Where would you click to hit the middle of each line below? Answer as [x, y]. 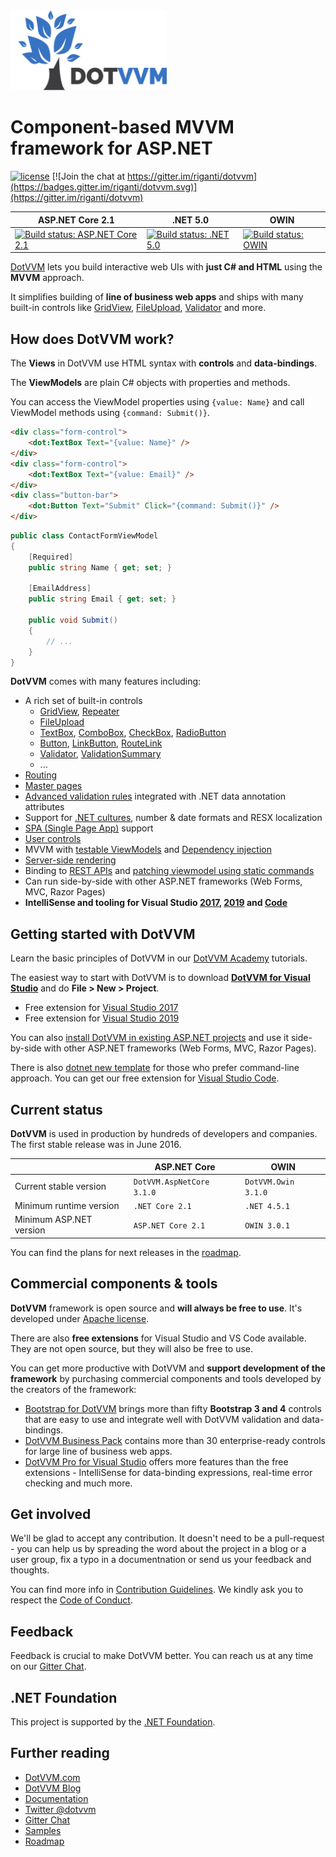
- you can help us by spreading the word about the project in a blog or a [158, 1549]
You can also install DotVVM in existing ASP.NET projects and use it [149, 1038]
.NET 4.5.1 [267, 1207]
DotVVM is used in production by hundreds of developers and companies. [164, 1134]
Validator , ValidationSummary [100, 754]
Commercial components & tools [114, 1284]
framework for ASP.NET [111, 148]
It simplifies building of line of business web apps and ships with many [157, 297]
